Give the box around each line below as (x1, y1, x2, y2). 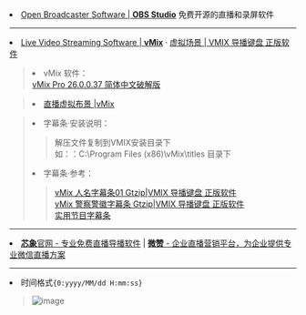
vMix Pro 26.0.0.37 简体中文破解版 (31, 79, 161, 89)
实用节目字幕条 (54, 210, 111, 220)
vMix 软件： (43, 67, 88, 78)
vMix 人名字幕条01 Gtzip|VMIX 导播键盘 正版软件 (54, 188, 237, 198)
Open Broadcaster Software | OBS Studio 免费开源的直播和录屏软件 (21, 9, 275, 20)
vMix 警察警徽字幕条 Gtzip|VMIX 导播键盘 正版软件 (54, 198, 244, 209)
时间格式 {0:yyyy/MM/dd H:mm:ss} (21, 277, 143, 288)
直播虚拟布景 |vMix (43, 98, 116, 109)
